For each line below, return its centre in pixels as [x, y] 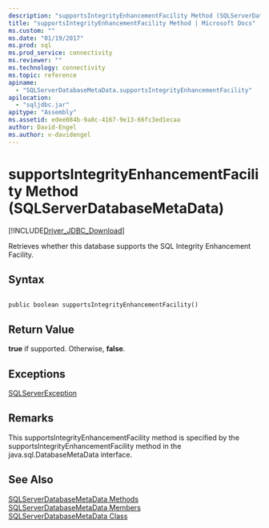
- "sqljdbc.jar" [42, 105]
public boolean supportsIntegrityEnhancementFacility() [103, 305]
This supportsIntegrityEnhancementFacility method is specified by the [124, 438]
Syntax [26, 280]
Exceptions [37, 374]
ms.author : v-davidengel [50, 134]
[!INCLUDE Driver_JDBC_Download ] [67, 230]
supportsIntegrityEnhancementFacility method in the [95, 446]
